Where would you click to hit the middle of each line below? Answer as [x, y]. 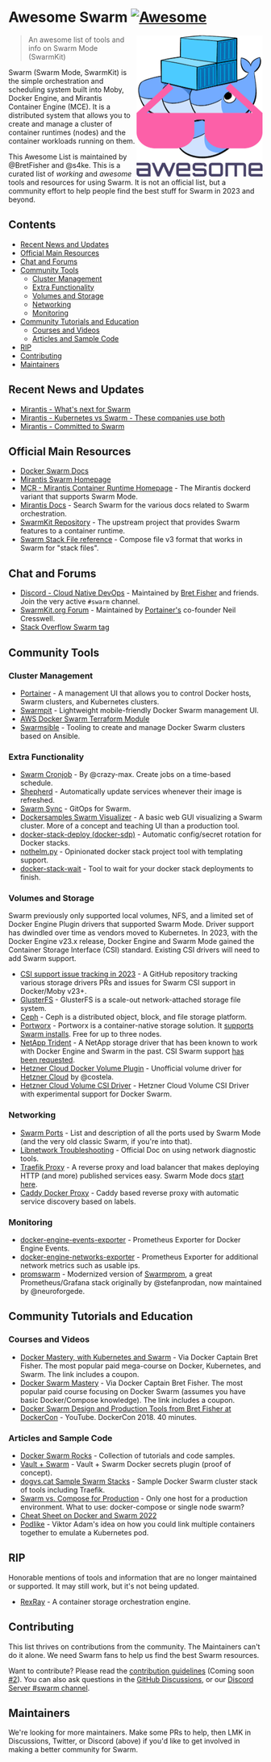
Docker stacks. [45, 843]
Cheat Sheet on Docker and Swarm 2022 [88, 1516]
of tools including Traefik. [63, 1490]
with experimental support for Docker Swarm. [96, 1094]
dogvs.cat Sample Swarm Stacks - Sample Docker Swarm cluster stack [139, 1481]
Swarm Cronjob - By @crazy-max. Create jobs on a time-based [125, 775]
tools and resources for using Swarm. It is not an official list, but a [117, 182]
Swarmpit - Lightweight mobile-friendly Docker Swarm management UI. [140, 710]
